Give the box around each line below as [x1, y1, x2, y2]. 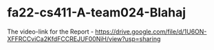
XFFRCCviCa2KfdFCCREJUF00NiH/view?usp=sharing [7, 34, 161, 42]
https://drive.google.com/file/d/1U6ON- [95, 27, 207, 36]
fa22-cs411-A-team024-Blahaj [7, 5, 186, 21]
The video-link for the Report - [7, 27, 94, 36]
